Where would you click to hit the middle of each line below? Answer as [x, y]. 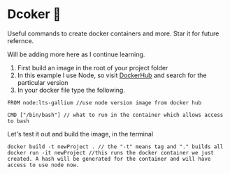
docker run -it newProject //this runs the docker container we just [111, 152]
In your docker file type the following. [71, 90]
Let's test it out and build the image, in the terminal [80, 134]
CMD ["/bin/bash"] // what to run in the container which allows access [115, 115]
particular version [43, 82]
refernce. [21, 40]
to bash [19, 121]
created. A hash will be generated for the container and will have [109, 159]
